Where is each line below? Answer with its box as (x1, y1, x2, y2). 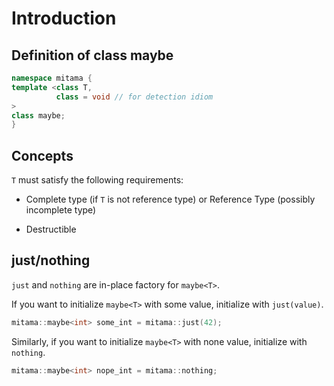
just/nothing (11, 252, 91, 269)
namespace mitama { (11, 73, 93, 83)
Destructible (25, 223, 77, 236)
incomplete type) (25, 204, 97, 216)
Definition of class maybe (11, 47, 174, 64)
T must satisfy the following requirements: (11, 174, 184, 186)
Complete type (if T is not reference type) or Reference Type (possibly (25, 193, 316, 206)
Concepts (11, 147, 74, 164)
